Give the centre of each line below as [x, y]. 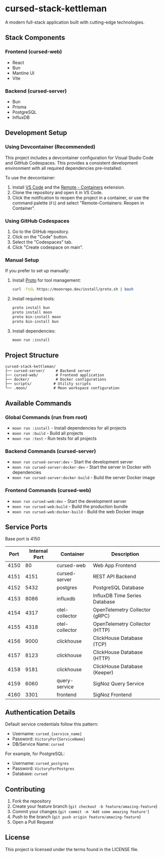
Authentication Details [40, 712]
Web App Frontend [115, 565]
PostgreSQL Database [118, 588]
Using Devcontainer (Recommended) [50, 147]
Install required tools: [33, 299]
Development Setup [36, 133]
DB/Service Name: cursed [38, 744]
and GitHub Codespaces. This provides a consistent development [72, 163]
